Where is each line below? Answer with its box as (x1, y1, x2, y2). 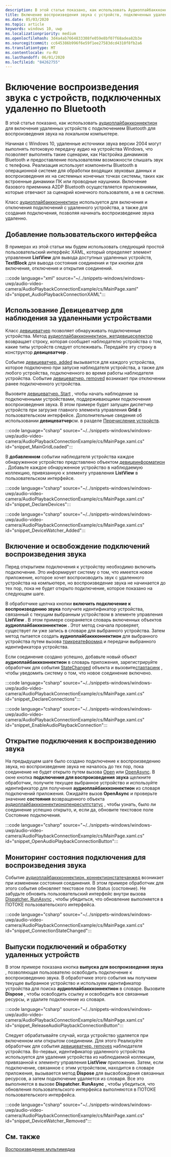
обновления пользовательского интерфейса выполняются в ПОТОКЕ (5, 1086, 156, 1092)
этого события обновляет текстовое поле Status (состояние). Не (5, 885, 146, 891)
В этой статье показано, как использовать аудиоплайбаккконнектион (5, 120, 158, 126)
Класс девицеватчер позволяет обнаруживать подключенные (5, 327, 141, 333)
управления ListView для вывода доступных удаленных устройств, (5, 255, 153, 260)
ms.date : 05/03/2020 (5, 17, 49, 22)
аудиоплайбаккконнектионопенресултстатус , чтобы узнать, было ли (5, 801, 156, 807)
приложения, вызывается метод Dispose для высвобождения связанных (5, 1070, 164, 1077)
